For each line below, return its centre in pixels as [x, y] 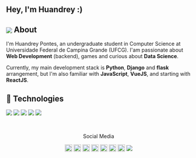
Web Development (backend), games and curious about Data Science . [92, 56]
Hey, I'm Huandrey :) [45, 10]
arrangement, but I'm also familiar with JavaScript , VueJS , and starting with [98, 74]
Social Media [99, 136]
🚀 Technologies [35, 98]
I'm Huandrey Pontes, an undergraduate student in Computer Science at [93, 44]
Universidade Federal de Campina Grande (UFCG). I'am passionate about [95, 50]
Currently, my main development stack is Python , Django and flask [87, 68]
